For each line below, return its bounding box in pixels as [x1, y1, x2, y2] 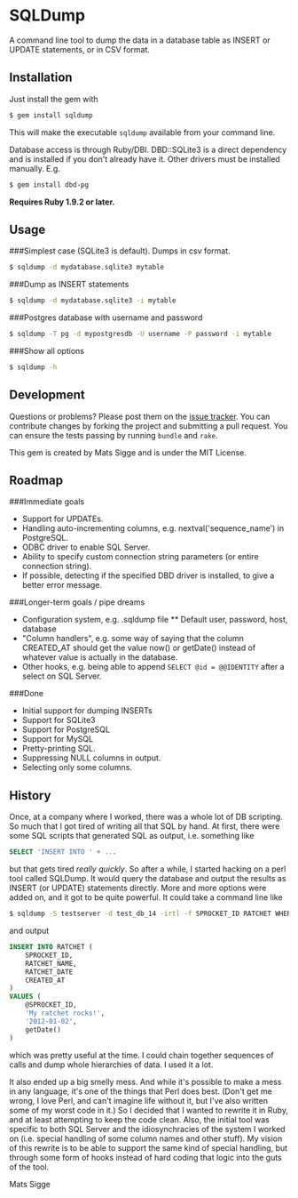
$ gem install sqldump [9, 110, 93, 120]
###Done [9, 688, 44, 699]
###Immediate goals [9, 496, 85, 507]
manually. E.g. [9, 163, 60, 173]
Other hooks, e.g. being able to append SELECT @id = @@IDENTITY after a [21, 662, 286, 672]
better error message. [21, 580, 103, 591]
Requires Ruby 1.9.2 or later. [9, 197, 115, 207]
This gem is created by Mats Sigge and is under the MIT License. [9, 446, 247, 458]
